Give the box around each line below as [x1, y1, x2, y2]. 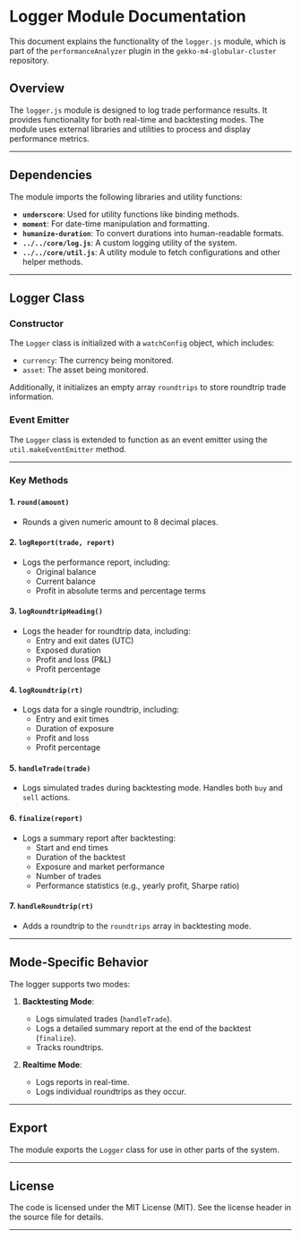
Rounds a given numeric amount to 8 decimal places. [21, 517, 219, 527]
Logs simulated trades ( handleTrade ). [35, 1013, 173, 1024]
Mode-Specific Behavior [9, 955, 150, 970]
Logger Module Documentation [9, 6, 246, 27]
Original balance [35, 566, 97, 577]
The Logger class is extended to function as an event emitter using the [9, 434, 268, 445]
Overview [9, 81, 65, 96]
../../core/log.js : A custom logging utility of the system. [21, 237, 237, 248]
